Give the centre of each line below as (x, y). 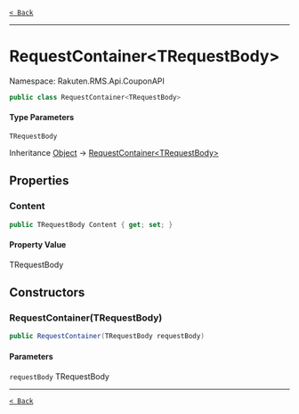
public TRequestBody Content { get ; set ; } (91, 224)
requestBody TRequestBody (59, 376)
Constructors (47, 292)
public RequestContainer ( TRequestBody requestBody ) (107, 337)
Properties (39, 181)
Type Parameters (42, 118)
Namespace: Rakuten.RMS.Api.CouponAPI (87, 81)
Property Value (38, 245)
